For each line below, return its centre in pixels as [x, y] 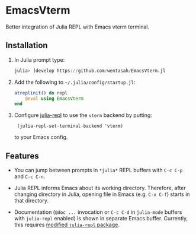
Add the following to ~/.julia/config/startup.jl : [75, 82]
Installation [27, 45]
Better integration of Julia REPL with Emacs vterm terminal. [78, 27]
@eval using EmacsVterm [54, 99]
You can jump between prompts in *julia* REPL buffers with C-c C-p [98, 170]
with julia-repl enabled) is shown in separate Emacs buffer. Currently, [101, 219]
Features [22, 156]
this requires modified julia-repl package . [67, 225]
